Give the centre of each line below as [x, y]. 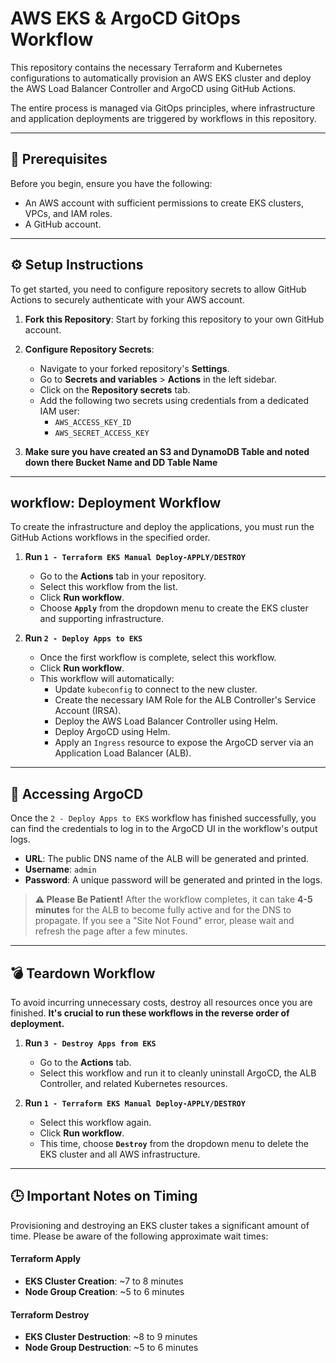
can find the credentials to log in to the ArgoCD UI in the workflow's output [164, 829]
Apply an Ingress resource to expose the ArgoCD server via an [184, 743]
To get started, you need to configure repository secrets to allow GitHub [158, 289]
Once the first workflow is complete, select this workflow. [158, 658]
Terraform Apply [46, 1259]
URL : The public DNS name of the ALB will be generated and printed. [167, 859]
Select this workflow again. [95, 1122]
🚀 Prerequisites [59, 159]
